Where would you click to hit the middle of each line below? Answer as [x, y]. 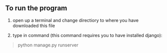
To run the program [36, 8]
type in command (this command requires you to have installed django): [88, 35]
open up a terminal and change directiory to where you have [76, 20]
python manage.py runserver [48, 45]
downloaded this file [34, 25]
